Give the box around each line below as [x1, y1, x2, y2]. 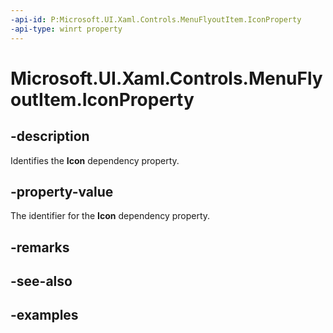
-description [10, 128, 90, 145]
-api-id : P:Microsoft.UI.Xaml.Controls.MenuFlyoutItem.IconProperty [10, 14, 302, 25]
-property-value [10, 183, 114, 200]
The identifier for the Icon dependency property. [10, 210, 211, 222]
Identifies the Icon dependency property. [10, 154, 180, 166]
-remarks [10, 239, 70, 256]
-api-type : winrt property [10, 24, 123, 34]
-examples [10, 307, 79, 324]
